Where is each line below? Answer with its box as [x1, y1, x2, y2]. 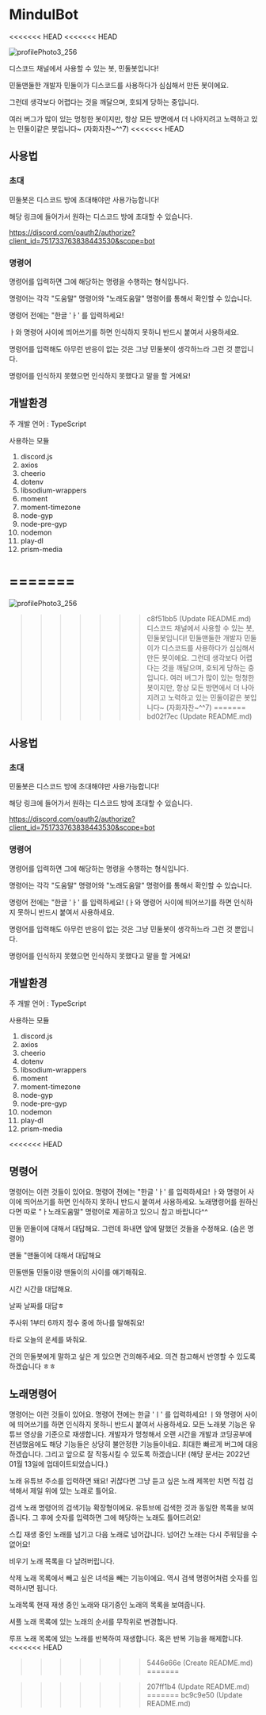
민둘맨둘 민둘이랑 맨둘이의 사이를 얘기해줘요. [9, 1268, 147, 1277]
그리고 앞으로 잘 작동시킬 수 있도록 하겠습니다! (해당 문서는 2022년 [44, 1449, 250, 1459]
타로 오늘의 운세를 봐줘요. [9, 1335, 88, 1345]
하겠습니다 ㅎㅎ [9, 1362, 56, 1372]
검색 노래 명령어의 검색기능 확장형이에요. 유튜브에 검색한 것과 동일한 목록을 [9, 1503, 240, 1513]
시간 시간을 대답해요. [9, 1284, 73, 1294]
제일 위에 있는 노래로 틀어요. [29, 1486, 117, 1496]
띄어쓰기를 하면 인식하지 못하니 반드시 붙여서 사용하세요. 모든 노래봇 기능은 [17, 1420, 248, 1429]
